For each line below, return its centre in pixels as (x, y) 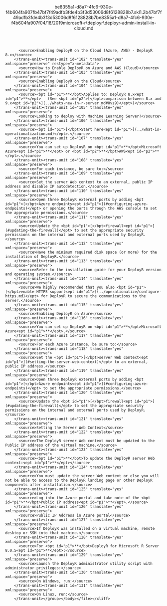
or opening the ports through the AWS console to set (100, 209)
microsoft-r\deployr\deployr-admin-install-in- (110, 23)
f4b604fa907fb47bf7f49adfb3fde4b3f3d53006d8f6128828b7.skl (73, 12)
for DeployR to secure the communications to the (93, 296)
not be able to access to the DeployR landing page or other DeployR (79, 480)
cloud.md (84, 28)
